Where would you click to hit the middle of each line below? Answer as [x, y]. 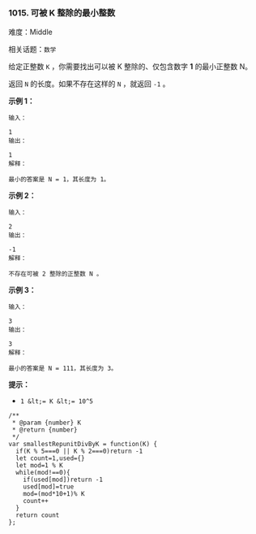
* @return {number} [45, 430]
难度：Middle [30, 32]
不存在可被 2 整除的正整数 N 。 [55, 274]
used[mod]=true [49, 487]
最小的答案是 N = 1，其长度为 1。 [59, 180]
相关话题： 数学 [32, 50]
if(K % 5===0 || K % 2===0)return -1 [79, 452]
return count [38, 515]
